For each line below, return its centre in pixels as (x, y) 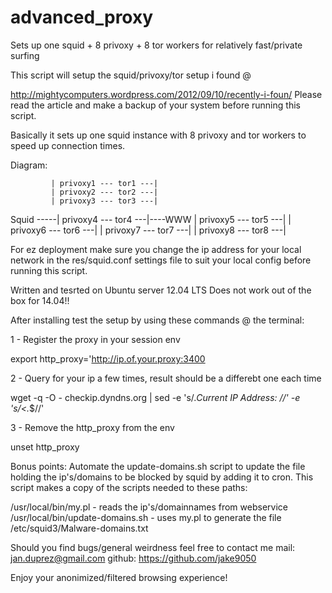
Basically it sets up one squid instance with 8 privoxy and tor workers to (158, 135)
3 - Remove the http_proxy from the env (92, 427)
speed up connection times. (68, 145)
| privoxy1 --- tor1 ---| (104, 183)
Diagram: (29, 165)
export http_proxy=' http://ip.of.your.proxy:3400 (108, 358)
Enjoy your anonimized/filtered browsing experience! (119, 577)
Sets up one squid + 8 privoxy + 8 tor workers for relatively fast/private (156, 45)
